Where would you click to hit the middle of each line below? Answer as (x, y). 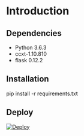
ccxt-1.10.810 (31, 54)
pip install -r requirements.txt (42, 93)
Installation (28, 79)
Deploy (20, 112)
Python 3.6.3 (31, 47)
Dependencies (34, 33)
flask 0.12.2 (29, 60)
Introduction (38, 11)
